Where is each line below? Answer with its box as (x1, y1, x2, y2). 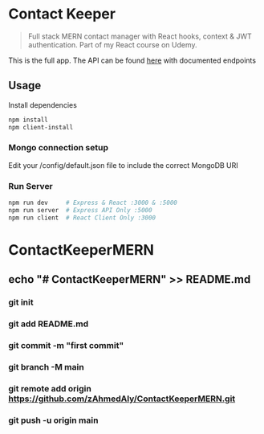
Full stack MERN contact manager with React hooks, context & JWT (27, 31, 252, 41)
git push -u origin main (8, 415, 99, 426)
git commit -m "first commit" (8, 340, 124, 351)
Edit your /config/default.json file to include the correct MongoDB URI (8, 160, 238, 170)
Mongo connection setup (8, 142, 109, 154)
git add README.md (8, 318, 89, 330)
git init (8, 297, 34, 308)
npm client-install (8, 123, 74, 131)
